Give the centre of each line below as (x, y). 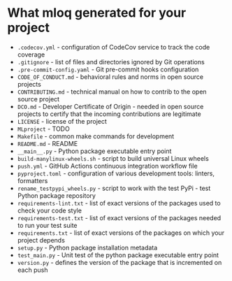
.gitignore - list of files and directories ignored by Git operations (111, 62)
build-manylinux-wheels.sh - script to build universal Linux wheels (113, 158)
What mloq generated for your (97, 13)
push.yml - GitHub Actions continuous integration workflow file (107, 166)
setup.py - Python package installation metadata (87, 247)
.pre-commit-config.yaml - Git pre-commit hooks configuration (108, 69)
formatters (32, 180)
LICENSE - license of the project (62, 121)
